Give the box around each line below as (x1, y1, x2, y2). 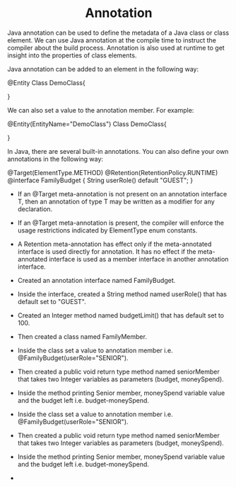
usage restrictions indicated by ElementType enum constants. (17, 225, 198, 235)
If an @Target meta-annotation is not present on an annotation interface (17, 189, 228, 198)
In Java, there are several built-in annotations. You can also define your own (7, 147, 229, 155)
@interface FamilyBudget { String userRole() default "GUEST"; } (7, 176, 193, 184)
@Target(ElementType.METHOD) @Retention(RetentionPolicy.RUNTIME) (7, 168, 218, 177)
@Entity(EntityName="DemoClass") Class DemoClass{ (7, 119, 167, 128)
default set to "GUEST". (17, 297, 86, 306)
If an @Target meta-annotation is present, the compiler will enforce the (17, 218, 225, 227)
